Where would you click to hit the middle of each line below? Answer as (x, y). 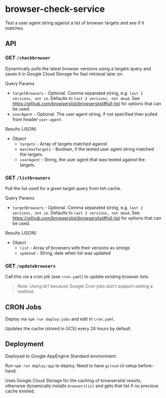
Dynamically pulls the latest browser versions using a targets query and (78, 68)
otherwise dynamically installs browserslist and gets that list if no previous (82, 386)
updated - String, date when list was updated (65, 253)
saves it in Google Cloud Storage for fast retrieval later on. (64, 74)
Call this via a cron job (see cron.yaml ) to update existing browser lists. (77, 277)
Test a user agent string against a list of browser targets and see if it (75, 23)
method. (26, 292)
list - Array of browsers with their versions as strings (75, 248)
